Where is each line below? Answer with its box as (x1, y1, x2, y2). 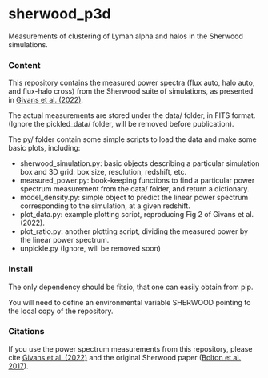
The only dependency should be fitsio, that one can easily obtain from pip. (8, 282, 254, 292)
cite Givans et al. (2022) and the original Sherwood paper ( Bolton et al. (8, 352, 242, 362)
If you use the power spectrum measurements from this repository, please (8, 344, 253, 353)
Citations (8, 326, 45, 337)
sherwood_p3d (8, 5, 111, 23)
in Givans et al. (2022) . (8, 95, 84, 105)
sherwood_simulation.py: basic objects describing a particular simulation (19, 159, 260, 168)
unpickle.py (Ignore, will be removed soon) (19, 243, 162, 253)
